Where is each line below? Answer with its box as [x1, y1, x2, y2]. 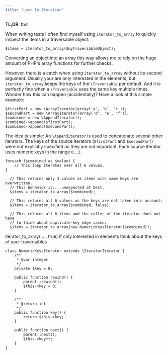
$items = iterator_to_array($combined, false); [10, 202, 112, 208]
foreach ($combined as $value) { [5, 158, 75, 163]
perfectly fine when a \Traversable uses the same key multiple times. [5, 86, 149, 92]
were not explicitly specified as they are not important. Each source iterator [5, 143, 161, 149]
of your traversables [5, 238, 47, 244]
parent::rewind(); [23, 279, 62, 284]
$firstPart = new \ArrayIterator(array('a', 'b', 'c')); [5, 106, 127, 111]
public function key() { [14, 310, 66, 315]
